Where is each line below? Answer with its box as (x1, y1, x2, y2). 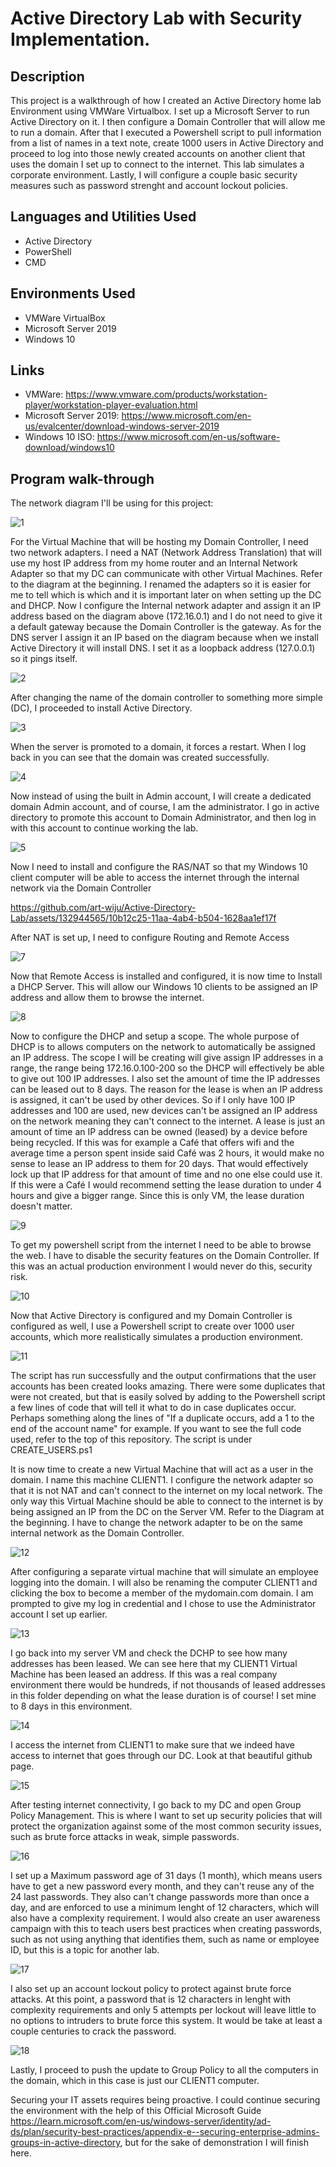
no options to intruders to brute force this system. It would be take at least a (10, 2015, 323, 2027)
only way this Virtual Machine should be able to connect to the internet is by (10, 1495, 324, 1507)
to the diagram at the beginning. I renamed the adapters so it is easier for (10, 578, 312, 591)
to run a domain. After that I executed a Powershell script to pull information (10, 127, 322, 138)
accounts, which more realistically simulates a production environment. (10, 1331, 303, 1343)
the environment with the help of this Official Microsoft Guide (10, 2105, 262, 2117)
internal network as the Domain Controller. (10, 1527, 185, 1539)
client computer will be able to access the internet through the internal (10, 872, 300, 884)
